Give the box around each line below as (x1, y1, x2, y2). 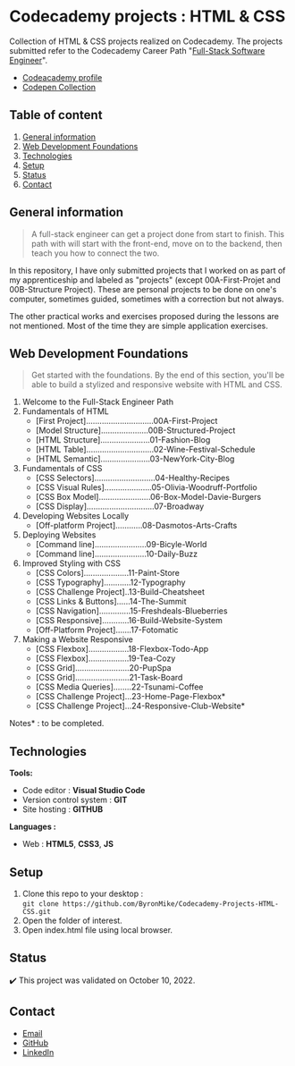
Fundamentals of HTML (21, 406, 110, 417)
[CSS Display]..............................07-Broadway (35, 501, 205, 512)
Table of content (9, 107, 103, 123)
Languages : (9, 821, 56, 833)
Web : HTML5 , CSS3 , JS (21, 839, 114, 850)
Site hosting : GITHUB (21, 804, 104, 815)
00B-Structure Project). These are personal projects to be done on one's (9, 283, 277, 294)
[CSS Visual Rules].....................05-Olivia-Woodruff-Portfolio (35, 482, 257, 493)
